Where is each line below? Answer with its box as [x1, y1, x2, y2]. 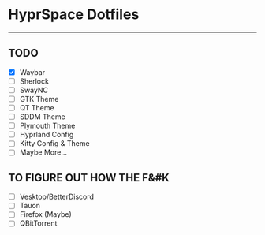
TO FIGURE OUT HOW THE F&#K [8, 171, 170, 185]
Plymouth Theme [19, 121, 76, 131]
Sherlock [19, 76, 50, 86]
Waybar [19, 67, 46, 76]
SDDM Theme [19, 112, 65, 121]
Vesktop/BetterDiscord [19, 192, 95, 202]
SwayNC [19, 85, 49, 95]
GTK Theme [19, 94, 59, 103]
